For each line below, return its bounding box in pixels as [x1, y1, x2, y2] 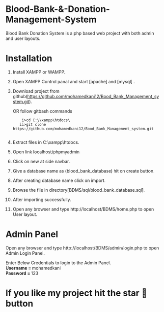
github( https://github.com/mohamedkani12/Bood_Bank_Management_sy [12, 93, 159, 99]
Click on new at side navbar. [12, 158, 70, 164]
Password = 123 [5, 270, 39, 276]
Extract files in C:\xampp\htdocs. [12, 139, 80, 145]
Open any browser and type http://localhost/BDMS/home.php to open [12, 206, 154, 212]
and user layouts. [5, 35, 41, 41]
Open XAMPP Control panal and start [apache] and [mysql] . [12, 78, 135, 84]
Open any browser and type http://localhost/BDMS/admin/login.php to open [5, 245, 159, 251]
